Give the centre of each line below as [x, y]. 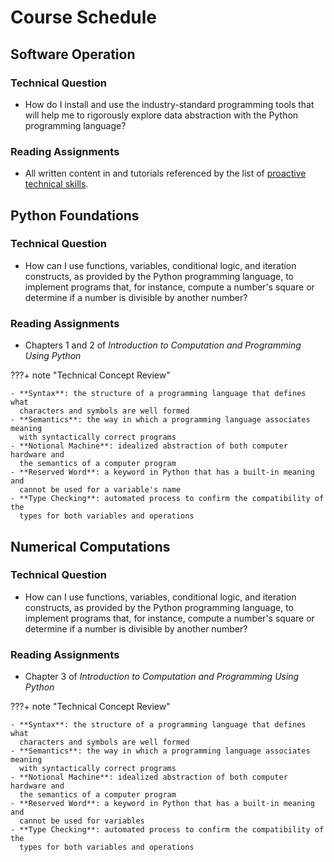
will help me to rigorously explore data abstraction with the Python [161, 115]
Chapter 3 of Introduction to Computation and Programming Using [162, 677]
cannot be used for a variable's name [100, 490]
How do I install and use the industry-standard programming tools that [169, 104]
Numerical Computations [90, 546]
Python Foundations [75, 215]
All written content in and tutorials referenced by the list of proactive [165, 173]
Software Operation [73, 54]
